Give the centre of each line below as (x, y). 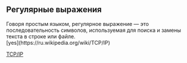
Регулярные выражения (54, 10)
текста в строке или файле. (41, 36)
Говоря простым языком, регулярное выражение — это (77, 24)
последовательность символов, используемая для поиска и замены (94, 30)
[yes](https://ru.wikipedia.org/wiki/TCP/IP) (58, 42)
